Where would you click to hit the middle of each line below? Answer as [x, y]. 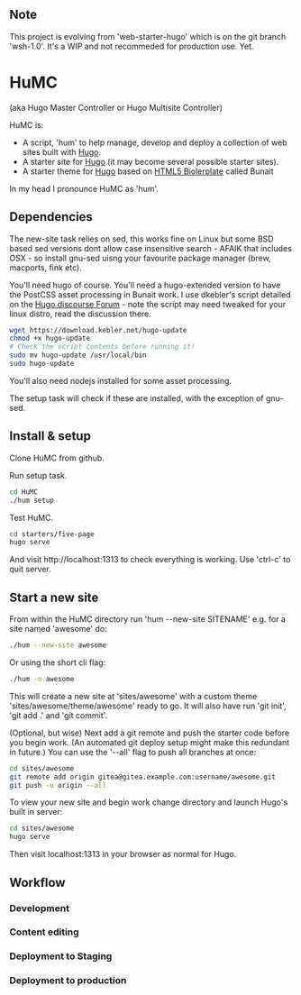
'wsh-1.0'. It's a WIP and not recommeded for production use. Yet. [132, 46]
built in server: [36, 812]
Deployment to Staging [61, 956]
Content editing [44, 932]
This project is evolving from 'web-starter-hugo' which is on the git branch [148, 36]
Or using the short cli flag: [58, 662]
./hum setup [32, 500]
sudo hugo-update [42, 364]
